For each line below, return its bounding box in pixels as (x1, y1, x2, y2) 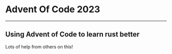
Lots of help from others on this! (5, 43, 73, 49)
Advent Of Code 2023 (5, 4, 100, 15)
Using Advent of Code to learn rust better (5, 30, 140, 39)
